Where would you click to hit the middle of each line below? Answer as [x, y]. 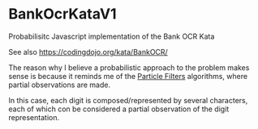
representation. [34, 117]
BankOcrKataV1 [62, 14]
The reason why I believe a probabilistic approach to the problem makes [129, 67]
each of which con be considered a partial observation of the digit [119, 109]
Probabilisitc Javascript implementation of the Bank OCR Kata [112, 36]
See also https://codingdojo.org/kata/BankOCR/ [88, 52]
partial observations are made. [60, 85]
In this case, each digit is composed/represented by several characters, [128, 100]
